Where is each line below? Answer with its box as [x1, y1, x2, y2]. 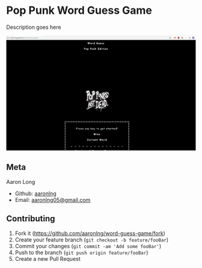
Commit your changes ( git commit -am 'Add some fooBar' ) [14, 242, 162, 249]
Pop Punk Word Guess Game [6, 4, 152, 17]
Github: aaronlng [14, 190, 57, 197]
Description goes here [6, 23, 61, 31]
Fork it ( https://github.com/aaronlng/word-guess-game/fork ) [14, 230, 165, 237]
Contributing [6, 214, 55, 224]
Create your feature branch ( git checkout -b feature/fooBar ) [14, 236, 169, 243]
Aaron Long [6, 178, 35, 185]
